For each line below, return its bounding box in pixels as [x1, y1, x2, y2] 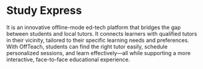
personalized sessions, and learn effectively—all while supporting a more [6, 49, 191, 56]
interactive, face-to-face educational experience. [6, 56, 130, 63]
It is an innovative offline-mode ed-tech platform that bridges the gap [6, 24, 181, 31]
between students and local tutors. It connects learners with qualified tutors [6, 30, 197, 37]
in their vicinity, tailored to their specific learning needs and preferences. [6, 36, 190, 44]
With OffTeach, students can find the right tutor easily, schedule [6, 43, 168, 50]
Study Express [6, 4, 83, 18]
